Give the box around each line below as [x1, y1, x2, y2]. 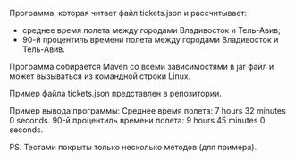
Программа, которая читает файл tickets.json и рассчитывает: [9, 8, 248, 18]
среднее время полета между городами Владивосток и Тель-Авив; [21, 25, 282, 35]
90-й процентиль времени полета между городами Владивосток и [21, 35, 279, 45]
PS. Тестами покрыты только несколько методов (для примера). [9, 142, 257, 152]
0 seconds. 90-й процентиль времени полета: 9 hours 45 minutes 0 [9, 115, 265, 125]
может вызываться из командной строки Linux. [9, 71, 191, 81]
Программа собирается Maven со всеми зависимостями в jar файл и [9, 62, 274, 72]
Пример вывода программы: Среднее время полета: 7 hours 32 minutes [9, 106, 286, 115]
